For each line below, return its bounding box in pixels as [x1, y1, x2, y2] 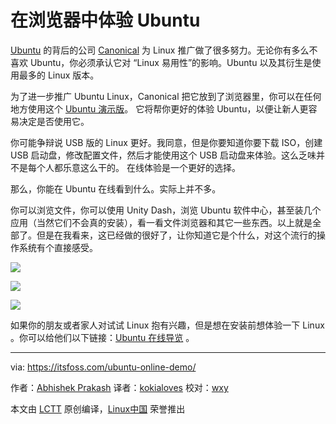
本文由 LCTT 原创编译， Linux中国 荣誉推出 [10, 402, 186, 415]
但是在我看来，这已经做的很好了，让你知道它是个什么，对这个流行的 [36, 229, 317, 241]
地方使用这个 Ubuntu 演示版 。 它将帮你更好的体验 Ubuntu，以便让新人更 [10, 102, 309, 115]
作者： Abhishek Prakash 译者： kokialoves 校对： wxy [10, 381, 229, 393]
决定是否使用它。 [18, 115, 90, 127]
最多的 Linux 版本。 [18, 69, 100, 81]
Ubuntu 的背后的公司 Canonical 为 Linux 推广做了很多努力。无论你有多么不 [10, 44, 318, 56]
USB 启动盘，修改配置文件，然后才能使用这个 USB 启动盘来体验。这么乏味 [10, 149, 317, 161]
